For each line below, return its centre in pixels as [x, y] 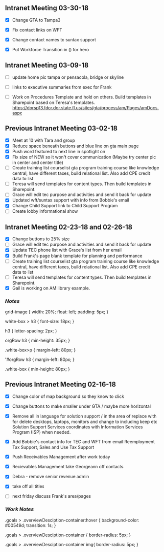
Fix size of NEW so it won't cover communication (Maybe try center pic [84, 157]
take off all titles [28, 487]
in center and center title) [38, 162]
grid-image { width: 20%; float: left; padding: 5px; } [57, 312]
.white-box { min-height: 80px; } [37, 369]
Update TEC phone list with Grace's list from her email [67, 250]
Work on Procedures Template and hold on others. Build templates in [82, 97]
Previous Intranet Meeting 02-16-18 [60, 384]
